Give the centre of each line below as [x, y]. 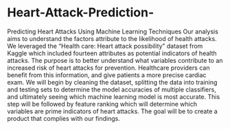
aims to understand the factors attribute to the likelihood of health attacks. [112, 38]
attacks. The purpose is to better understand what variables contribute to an [115, 60]
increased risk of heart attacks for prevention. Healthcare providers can [108, 68]
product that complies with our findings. [64, 118]
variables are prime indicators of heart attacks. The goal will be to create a [112, 111]
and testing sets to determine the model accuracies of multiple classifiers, [112, 89]
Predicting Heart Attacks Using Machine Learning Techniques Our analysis [113, 31]
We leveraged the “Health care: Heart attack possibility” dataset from [105, 46]
